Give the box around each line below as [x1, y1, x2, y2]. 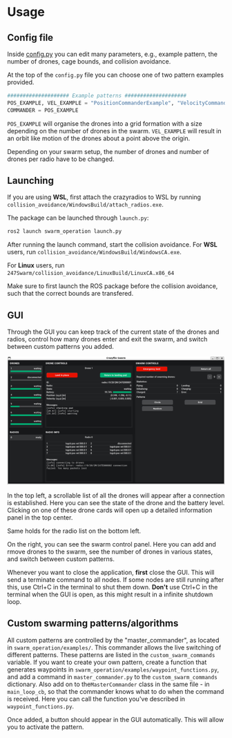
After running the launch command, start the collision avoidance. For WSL [7, 240, 217, 249]
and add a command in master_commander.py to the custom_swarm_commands [7, 672, 217, 681]
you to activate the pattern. [7, 723, 84, 731]
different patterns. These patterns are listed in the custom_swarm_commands [7, 650, 215, 659]
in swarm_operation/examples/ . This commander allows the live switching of [7, 643, 222, 652]
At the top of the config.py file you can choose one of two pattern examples [7, 70, 224, 79]
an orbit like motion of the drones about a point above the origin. [7, 134, 191, 142]
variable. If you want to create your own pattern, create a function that [7, 658, 207, 666]
